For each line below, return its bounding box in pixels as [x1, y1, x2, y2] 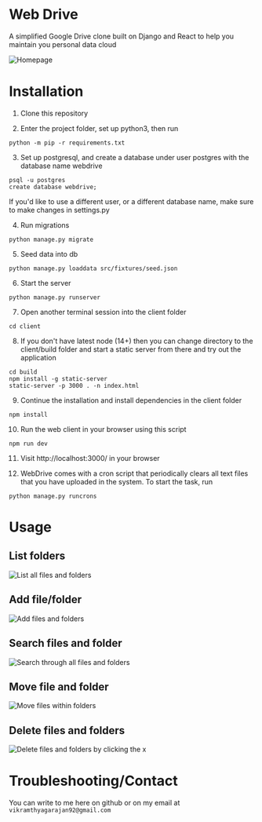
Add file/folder [9, 593, 82, 606]
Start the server [20, 278, 71, 287]
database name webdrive [20, 161, 103, 170]
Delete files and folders [9, 724, 126, 737]
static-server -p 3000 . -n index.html [9, 382, 140, 389]
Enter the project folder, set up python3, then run [20, 123, 179, 133]
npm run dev [9, 440, 48, 448]
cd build [9, 367, 38, 376]
